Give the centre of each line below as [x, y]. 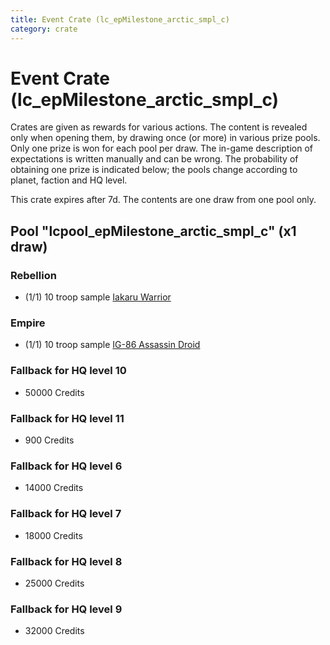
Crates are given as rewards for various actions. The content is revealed [159, 127]
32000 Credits [54, 631]
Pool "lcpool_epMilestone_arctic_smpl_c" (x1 [153, 231]
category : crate [44, 29]
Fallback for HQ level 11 [67, 418]
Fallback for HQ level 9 [66, 609]
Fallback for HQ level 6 [66, 466]
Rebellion [33, 275]
